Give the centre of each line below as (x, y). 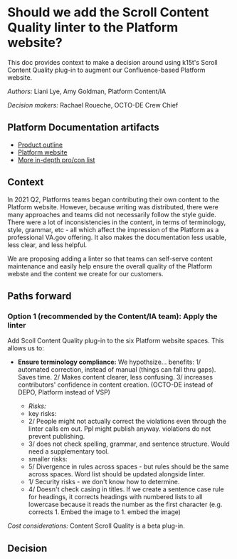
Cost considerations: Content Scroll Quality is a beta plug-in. (96, 526)
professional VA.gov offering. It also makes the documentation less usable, (117, 237)
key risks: (42, 414)
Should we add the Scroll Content (108, 12)
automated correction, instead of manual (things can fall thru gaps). (117, 370)
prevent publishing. (57, 437)
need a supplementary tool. (69, 451)
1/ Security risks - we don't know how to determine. (104, 482)
